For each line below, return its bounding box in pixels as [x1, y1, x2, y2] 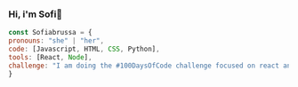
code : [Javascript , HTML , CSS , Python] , [8, 44, 161, 54]
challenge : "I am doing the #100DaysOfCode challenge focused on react [8, 61, 279, 70]
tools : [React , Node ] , [8, 52, 93, 61]
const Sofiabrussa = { [8, 28, 93, 37]
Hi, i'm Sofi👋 [8, 8, 63, 20]
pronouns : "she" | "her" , [8, 36, 104, 45]
